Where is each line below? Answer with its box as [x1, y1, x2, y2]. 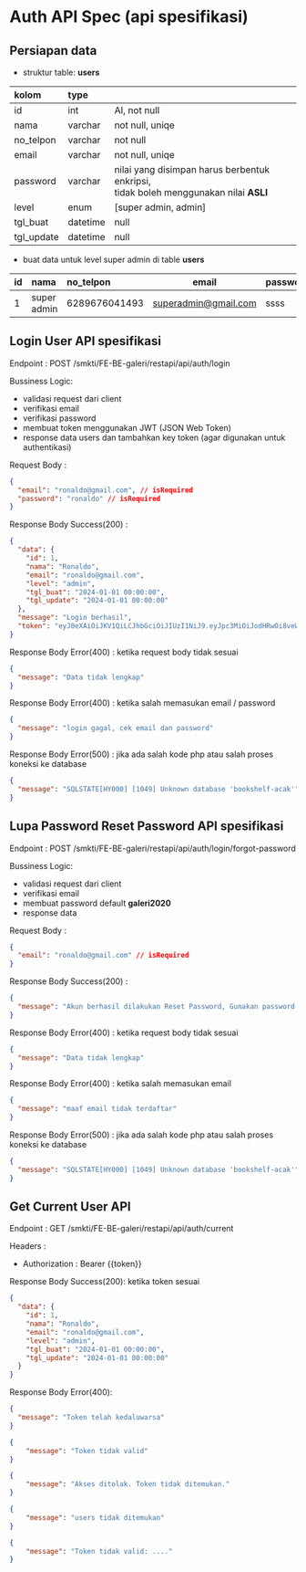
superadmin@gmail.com [152, 297, 257, 309]
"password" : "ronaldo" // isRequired [17, 494, 161, 503]
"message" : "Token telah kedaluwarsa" [17, 1413, 166, 1422]
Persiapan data [9, 43, 97, 58]
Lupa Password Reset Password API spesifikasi [9, 819, 284, 834]
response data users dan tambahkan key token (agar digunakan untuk [22, 432, 286, 443]
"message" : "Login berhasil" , [17, 613, 132, 623]
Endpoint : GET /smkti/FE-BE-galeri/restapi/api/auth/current [9, 1223, 234, 1234]
